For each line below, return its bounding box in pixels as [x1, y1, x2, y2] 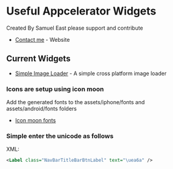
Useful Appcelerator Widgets [6, 4, 157, 18]
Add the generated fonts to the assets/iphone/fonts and [6, 99, 145, 106]
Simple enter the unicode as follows [6, 131, 114, 140]
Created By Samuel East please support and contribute [6, 24, 143, 31]
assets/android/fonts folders [6, 105, 77, 113]
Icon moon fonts [15, 117, 56, 124]
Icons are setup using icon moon [6, 85, 104, 93]
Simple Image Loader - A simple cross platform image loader [15, 70, 167, 77]
